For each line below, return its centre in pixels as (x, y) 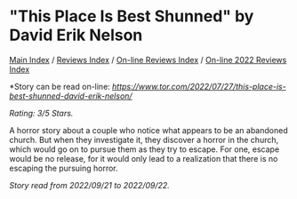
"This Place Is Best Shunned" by (132, 16)
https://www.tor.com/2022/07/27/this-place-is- (199, 86)
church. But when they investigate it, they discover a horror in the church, (144, 139)
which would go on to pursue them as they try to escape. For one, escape (144, 149)
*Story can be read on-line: (60, 86)
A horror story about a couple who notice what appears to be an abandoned (148, 130)
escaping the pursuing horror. (64, 168)
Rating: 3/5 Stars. (41, 113)
